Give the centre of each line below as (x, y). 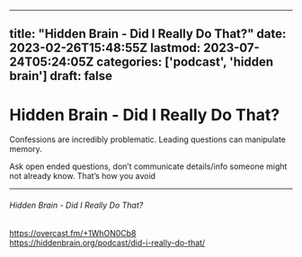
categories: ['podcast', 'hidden (185, 62)
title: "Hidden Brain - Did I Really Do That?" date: (148, 34)
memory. (26, 149)
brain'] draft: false (61, 76)
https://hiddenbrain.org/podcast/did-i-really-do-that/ (107, 243)
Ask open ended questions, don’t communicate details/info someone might (148, 166)
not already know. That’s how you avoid (82, 176)
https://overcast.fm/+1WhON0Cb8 (73, 233)
